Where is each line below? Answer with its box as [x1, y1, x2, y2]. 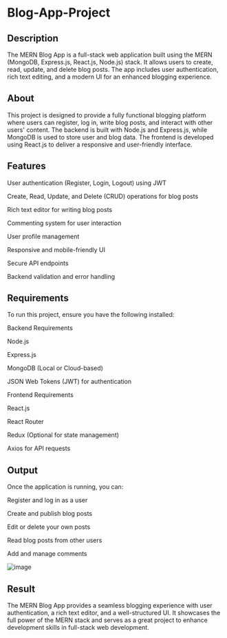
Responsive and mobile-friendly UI [7, 245, 105, 253]
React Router [7, 418, 44, 426]
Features [7, 160, 46, 172]
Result [7, 583, 36, 594]
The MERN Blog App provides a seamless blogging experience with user [7, 601, 213, 610]
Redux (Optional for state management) [7, 431, 119, 439]
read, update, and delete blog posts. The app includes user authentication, [7, 66, 219, 73]
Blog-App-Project [7, 5, 111, 21]
